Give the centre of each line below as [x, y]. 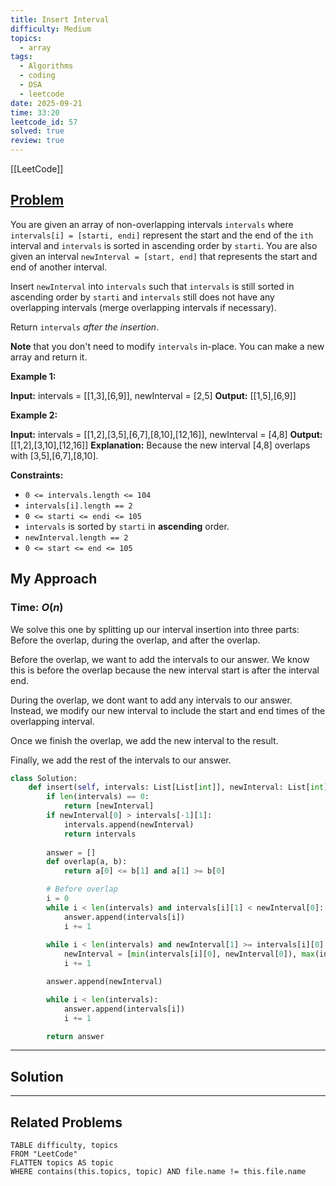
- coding [37, 76]
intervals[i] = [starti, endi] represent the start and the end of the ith [162, 235]
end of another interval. [59, 267]
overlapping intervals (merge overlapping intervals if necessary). [143, 307]
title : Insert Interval [60, 19]
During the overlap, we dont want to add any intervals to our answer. [151, 700]
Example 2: [34, 415]
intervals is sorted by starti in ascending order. [127, 526]
